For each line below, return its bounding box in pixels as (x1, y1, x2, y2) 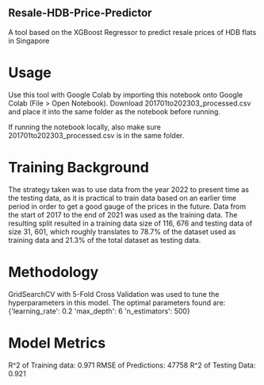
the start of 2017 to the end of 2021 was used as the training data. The (8, 210, 238, 219)
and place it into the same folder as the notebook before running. (8, 106, 220, 116)
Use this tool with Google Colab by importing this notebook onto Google (8, 90, 243, 99)
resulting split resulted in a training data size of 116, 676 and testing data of (8, 218, 253, 228)
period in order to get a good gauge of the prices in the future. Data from (8, 202, 247, 211)
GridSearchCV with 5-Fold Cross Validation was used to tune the (8, 289, 220, 298)
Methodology (8, 263, 99, 281)
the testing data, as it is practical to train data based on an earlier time (8, 193, 236, 202)
